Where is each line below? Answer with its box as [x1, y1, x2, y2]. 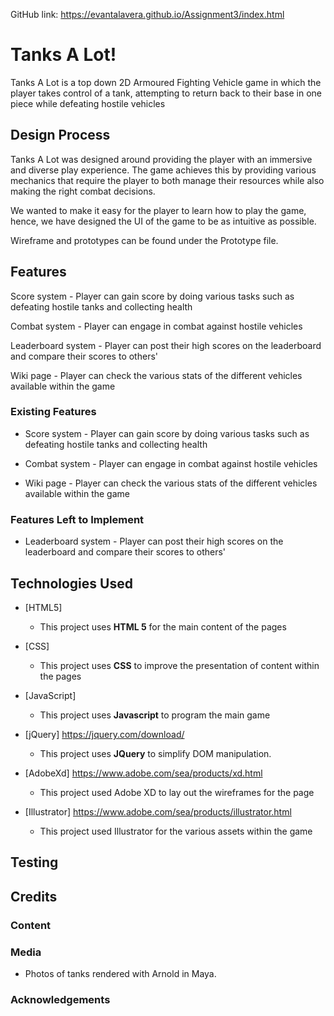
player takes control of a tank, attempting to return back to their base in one [10, 87, 322, 99]
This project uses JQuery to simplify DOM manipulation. [39, 747, 272, 759]
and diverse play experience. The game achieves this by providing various [10, 164, 317, 176]
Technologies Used [10, 575, 133, 592]
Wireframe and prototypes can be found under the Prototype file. [10, 234, 279, 246]
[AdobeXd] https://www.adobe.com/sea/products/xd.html [24, 767, 263, 779]
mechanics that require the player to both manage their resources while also [10, 174, 325, 186]
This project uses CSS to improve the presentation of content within [39, 659, 320, 671]
